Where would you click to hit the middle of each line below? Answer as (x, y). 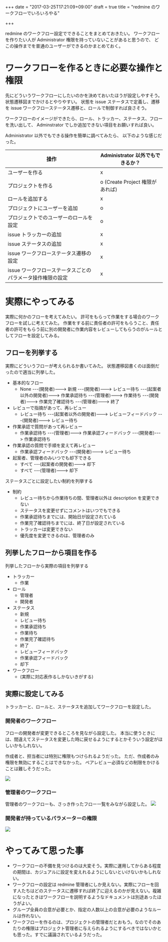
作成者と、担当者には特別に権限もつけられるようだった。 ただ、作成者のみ (82, 756)
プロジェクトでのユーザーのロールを (50, 217)
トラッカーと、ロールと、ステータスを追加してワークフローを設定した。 (79, 707)
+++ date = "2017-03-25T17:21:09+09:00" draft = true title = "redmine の (80, 7)
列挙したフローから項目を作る (51, 553)
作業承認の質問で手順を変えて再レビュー (54, 445)
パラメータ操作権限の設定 (38, 277)
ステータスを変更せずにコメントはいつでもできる (70, 510)
